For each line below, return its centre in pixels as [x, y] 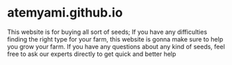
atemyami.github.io [65, 13]
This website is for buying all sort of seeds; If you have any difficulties [107, 32]
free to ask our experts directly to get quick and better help [92, 54]
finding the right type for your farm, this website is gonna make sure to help [115, 39]
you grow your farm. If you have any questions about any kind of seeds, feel [116, 46]
